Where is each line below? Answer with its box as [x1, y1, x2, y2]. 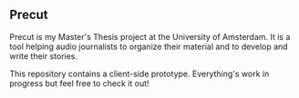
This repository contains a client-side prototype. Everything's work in [9, 68, 270, 79]
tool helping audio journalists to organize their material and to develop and [9, 41, 289, 52]
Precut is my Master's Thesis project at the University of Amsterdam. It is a [9, 31, 291, 42]
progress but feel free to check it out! [9, 77, 149, 89]
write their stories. [9, 50, 78, 62]
